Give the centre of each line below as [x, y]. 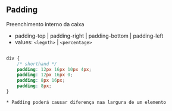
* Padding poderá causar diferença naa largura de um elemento [86, 102]
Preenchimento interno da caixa [45, 24]
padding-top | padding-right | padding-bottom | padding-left [89, 36]
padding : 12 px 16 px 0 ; [45, 75]
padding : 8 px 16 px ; [41, 81]
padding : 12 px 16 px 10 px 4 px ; [54, 69]
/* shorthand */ [37, 64]
